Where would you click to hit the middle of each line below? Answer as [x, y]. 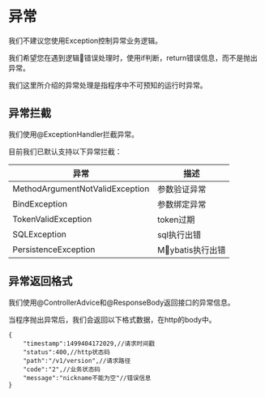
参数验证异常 [182, 189]
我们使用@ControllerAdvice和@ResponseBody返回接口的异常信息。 [122, 302]
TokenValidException [52, 219]
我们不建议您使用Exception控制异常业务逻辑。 [85, 41]
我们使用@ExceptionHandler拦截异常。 [74, 134]
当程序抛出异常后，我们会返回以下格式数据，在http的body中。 [112, 319]
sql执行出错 [179, 234]
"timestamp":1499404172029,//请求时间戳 [89, 344]
